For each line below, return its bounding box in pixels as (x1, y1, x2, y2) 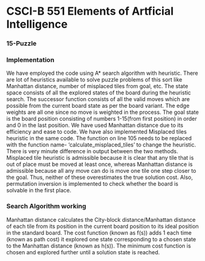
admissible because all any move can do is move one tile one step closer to (6, 167, 196, 175)
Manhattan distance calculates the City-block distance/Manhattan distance (6, 216, 196, 223)
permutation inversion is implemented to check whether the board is (6, 180, 179, 187)
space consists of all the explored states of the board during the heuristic (6, 89, 192, 96)
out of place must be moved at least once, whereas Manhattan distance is (6, 161, 193, 168)
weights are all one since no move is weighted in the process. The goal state (6, 108, 199, 116)
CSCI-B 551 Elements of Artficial (6, 4, 174, 18)
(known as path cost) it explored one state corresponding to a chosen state (6, 235, 196, 243)
